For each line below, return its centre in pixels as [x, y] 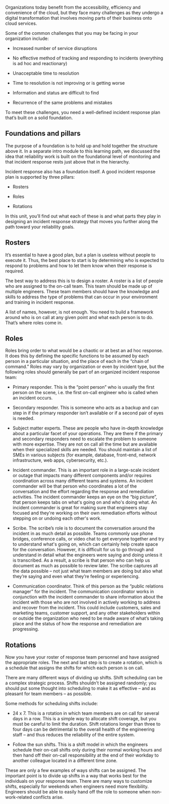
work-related [19, 797]
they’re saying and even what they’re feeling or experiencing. [76, 576]
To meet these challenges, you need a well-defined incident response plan [83, 112]
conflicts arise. [48, 797]
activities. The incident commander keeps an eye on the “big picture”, [85, 497]
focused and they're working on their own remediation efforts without [85, 513]
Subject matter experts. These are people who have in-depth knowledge [88, 428]
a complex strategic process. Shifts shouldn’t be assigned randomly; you [81, 683]
